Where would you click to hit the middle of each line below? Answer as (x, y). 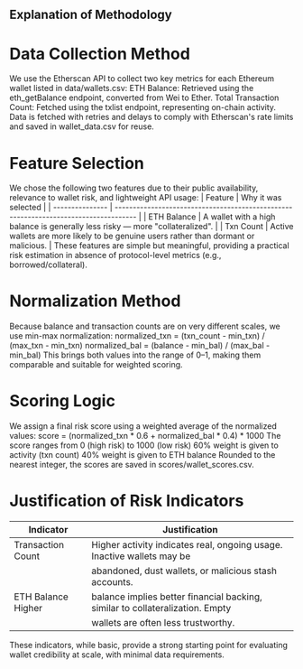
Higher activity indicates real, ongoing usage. (187, 545)
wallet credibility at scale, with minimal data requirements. (117, 655)
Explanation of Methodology (91, 15)
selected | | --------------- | (61, 208)
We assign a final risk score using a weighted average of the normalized (143, 426)
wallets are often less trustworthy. (163, 623)
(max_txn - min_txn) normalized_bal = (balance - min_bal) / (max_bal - (140, 346)
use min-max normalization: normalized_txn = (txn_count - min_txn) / (138, 336)
